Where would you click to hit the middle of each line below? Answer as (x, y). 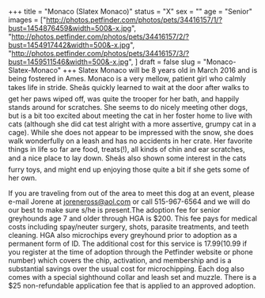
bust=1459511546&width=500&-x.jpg (68, 62)
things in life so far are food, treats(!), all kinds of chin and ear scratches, (127, 149)
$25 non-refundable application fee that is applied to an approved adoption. (132, 285)
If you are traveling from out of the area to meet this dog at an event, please (131, 193)
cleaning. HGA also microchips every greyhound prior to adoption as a (123, 235)
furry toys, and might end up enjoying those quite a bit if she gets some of (129, 170)
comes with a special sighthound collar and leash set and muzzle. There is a (132, 277)
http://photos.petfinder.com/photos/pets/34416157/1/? (134, 20)
